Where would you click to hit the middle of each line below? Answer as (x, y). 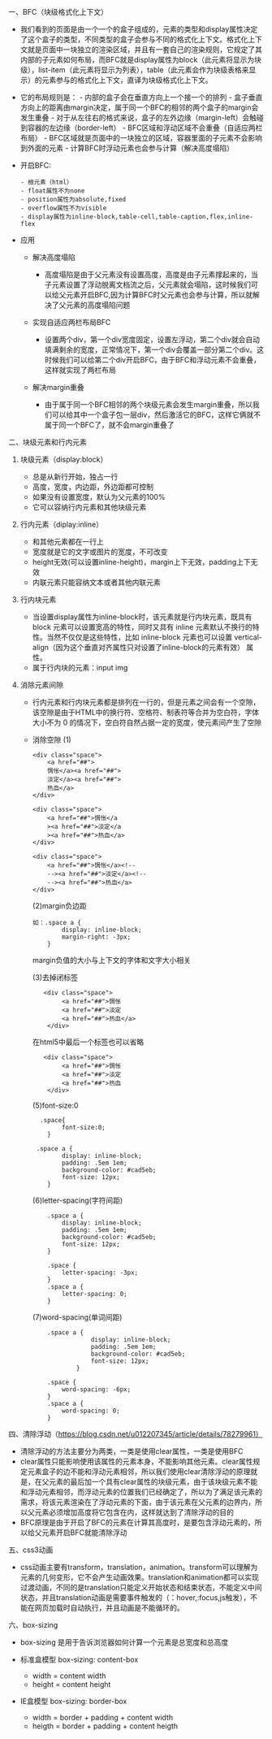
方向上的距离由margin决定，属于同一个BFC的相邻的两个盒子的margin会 (139, 107)
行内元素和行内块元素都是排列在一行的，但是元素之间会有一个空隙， (146, 702)
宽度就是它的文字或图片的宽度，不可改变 (100, 552)
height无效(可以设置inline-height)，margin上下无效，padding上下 (142, 562)
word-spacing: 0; (91, 1411)
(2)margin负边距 (59, 906)
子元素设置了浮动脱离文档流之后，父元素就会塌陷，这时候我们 (148, 284)
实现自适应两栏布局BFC (71, 322)
